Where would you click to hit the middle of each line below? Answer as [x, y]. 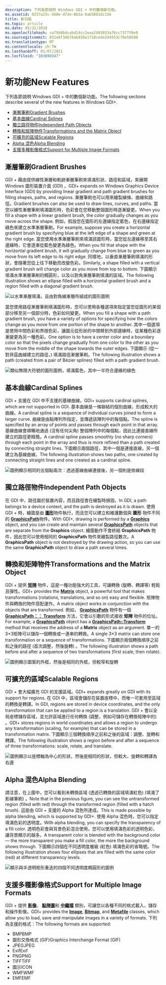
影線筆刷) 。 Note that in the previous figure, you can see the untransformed [82, 799]
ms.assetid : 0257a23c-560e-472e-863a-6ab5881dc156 [58, 14]
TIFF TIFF [21, 961]
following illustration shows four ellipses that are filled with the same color [80, 852]
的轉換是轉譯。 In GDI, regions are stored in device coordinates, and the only [83, 704]
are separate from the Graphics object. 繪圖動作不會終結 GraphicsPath [78, 530]
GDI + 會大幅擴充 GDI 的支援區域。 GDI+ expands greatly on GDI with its [78, 692]
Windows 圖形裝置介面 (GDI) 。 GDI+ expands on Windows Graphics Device [82, 186]
